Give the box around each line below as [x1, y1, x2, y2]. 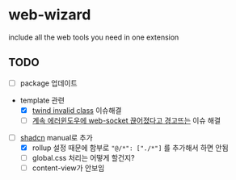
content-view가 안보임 [32, 163, 105, 173]
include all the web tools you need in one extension [8, 32, 179, 42]
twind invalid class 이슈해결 [32, 105, 122, 115]
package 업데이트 [19, 78, 78, 88]
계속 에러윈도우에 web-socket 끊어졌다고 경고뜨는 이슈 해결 [32, 115, 221, 125]
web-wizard [8, 6, 91, 24]
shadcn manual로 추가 [19, 132, 93, 142]
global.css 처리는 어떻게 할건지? [32, 153, 135, 163]
